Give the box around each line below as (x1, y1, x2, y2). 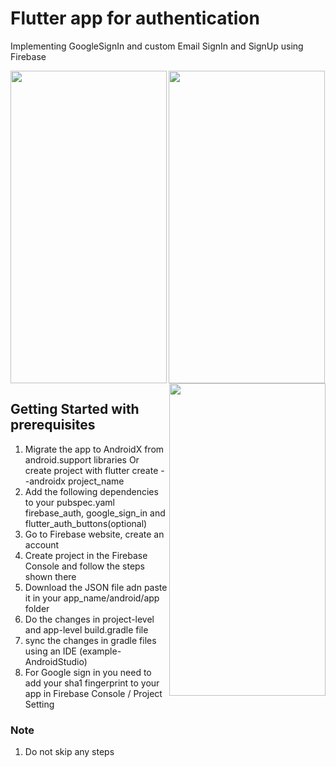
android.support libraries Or (24, 453, 140, 466)
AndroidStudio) (24, 655, 88, 667)
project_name (67, 475, 125, 487)
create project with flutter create (24, 464, 159, 476)
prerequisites (10, 417, 96, 434)
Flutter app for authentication (10, 7, 260, 30)
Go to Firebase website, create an (24, 528, 165, 540)
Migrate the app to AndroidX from (24, 443, 165, 455)
